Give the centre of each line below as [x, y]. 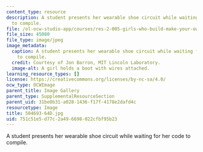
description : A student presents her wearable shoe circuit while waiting [102, 18]
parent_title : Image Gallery [43, 91]
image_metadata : [27, 46]
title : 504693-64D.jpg [35, 113]
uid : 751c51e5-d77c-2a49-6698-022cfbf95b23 [62, 119]
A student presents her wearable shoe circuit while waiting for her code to [98, 136]
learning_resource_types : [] [43, 74]
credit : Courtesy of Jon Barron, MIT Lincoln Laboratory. [86, 62]
